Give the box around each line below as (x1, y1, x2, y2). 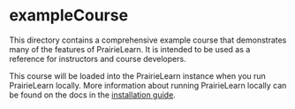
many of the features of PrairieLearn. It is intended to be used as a (9, 43, 251, 54)
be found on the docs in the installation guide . (9, 90, 177, 100)
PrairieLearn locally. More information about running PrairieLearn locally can (9, 80, 287, 90)
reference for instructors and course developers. (9, 53, 187, 64)
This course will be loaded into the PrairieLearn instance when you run (9, 70, 267, 81)
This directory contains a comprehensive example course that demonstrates (9, 35, 287, 45)
